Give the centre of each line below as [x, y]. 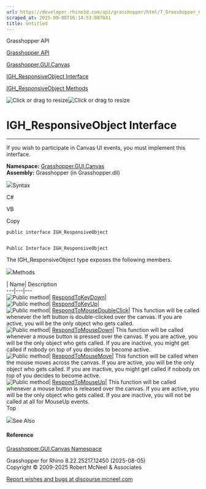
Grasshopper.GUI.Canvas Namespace [54, 449]
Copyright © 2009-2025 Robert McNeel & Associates [74, 467]
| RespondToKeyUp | [74, 304]
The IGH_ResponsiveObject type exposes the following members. [89, 260]
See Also [24, 421]
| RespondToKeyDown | [78, 298]
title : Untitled [27, 23]
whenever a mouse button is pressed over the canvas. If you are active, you [102, 337]
